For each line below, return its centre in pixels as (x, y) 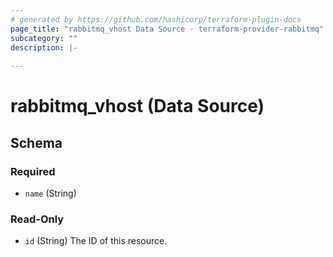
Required (33, 171)
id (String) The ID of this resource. (96, 241)
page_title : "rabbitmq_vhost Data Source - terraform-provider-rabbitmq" (167, 29)
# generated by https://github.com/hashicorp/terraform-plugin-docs (156, 19)
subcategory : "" (44, 38)
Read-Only (37, 219)
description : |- (44, 47)
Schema (36, 142)
